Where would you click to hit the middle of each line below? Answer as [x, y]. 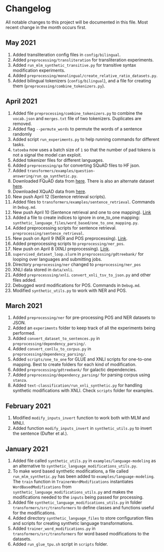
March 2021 [24, 305]
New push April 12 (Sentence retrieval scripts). [59, 196]
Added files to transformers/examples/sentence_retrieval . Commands [84, 202]
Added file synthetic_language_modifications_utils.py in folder [77, 502]
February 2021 [28, 406]
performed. [24, 333]
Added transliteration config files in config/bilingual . [67, 54]
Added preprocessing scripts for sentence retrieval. [64, 228]
